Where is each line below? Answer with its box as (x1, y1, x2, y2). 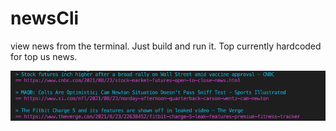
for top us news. (10, 50, 78, 62)
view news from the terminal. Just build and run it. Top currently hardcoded (10, 40, 322, 52)
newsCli (10, 7, 80, 30)
